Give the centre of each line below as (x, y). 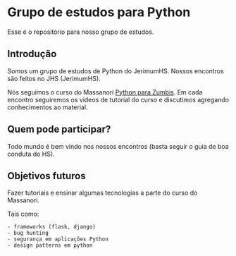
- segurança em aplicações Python (58, 239)
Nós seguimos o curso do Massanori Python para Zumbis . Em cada (105, 92)
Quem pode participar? (59, 129)
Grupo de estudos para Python (99, 12)
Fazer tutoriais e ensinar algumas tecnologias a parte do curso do (103, 193)
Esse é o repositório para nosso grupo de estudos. (81, 32)
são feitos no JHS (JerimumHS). (54, 78)
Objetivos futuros (46, 176)
